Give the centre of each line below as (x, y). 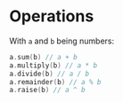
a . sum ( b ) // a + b (43, 57)
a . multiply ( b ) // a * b (53, 65)
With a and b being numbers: (62, 41)
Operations (52, 16)
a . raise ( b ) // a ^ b (48, 90)
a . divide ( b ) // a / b (49, 74)
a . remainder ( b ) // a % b (55, 82)
